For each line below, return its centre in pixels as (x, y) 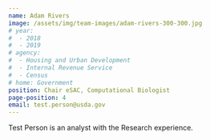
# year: (21, 30)
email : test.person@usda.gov (57, 105)
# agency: (25, 53)
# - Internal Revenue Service (61, 68)
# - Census (28, 75)
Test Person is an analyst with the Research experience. (101, 128)
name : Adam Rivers (39, 16)
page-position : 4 (37, 98)
